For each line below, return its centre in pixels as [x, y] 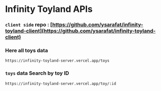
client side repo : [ [29, 25]
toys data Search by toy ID [37, 73]
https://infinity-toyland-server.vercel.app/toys [57, 61]
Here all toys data [27, 51]
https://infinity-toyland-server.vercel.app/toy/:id [61, 84]
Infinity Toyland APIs [49, 9]
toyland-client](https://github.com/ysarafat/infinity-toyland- [80, 31]
